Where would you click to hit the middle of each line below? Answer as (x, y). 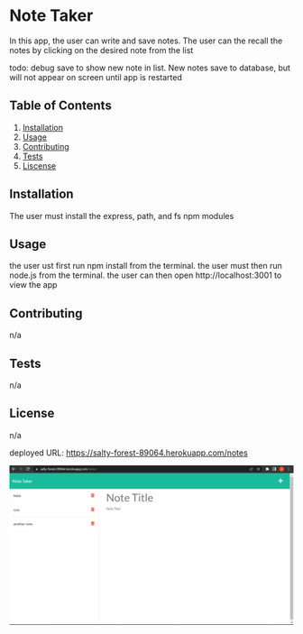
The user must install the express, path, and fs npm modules (122, 216)
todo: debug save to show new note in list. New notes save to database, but (150, 68)
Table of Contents (61, 106)
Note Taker (51, 16)
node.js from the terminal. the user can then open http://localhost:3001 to (146, 275)
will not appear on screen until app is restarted (96, 77)
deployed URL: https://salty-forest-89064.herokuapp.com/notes (129, 453)
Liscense (39, 165)
